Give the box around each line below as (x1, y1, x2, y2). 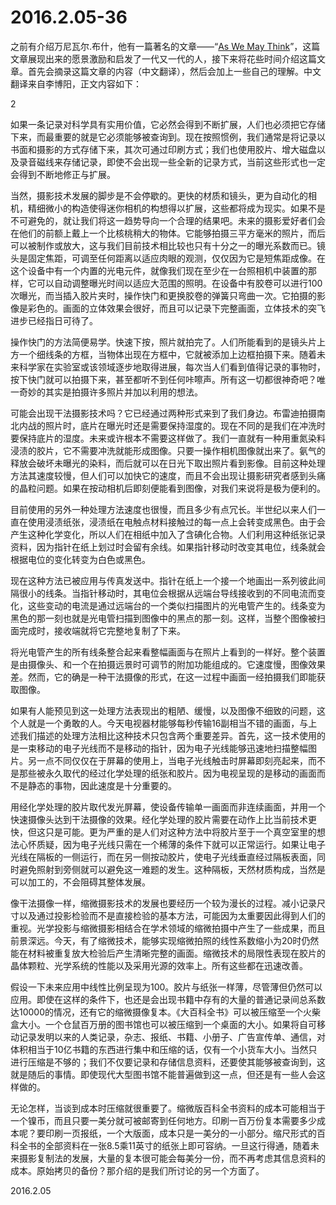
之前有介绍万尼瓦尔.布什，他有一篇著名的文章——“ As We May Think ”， (10, 40, 303, 52)
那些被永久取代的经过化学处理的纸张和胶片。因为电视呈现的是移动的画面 (18, 767, 317, 779)
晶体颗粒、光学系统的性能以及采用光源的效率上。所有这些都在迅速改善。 (10, 959, 308, 971)
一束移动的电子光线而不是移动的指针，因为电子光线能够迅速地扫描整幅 (18, 742, 308, 754)
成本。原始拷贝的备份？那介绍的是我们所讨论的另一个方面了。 (10, 1164, 265, 1176)
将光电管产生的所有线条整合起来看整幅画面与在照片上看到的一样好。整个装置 (10, 646, 326, 658)
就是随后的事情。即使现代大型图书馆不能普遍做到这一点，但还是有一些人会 (10, 1068, 317, 1080)
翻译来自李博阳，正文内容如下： (10, 77, 142, 90)
